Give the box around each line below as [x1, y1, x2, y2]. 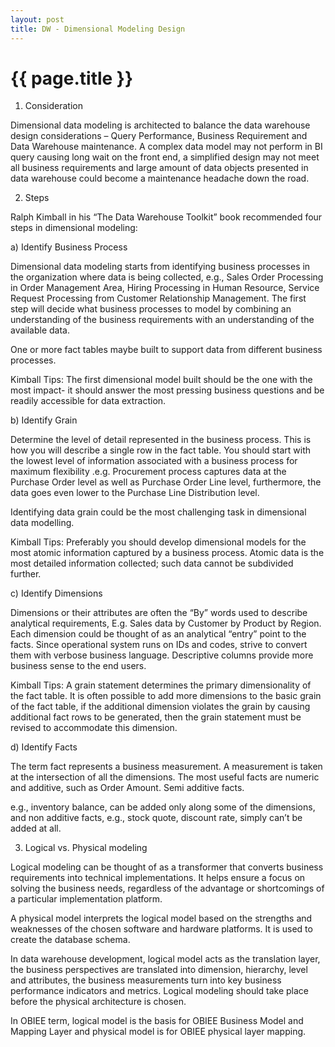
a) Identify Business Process [10, 241, 128, 253]
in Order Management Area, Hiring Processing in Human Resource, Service [10, 282, 320, 294]
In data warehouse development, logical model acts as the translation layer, [10, 953, 321, 965]
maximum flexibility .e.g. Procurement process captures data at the [10, 466, 287, 478]
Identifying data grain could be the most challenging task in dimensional [10, 506, 307, 518]
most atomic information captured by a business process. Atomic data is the [10, 547, 325, 559]
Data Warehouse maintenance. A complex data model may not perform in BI [10, 141, 323, 153]
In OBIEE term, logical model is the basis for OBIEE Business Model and [10, 1015, 304, 1027]
